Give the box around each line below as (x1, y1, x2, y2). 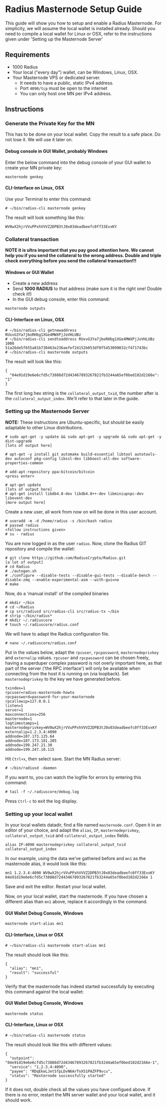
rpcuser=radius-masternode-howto (5, 690, 75, 695)
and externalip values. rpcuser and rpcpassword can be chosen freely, (5, 655, 150, 661)
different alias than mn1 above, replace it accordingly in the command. (5, 899, 148, 905)
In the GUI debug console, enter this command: (12, 297, 110, 303)
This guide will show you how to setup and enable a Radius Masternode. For (5, 20, 162, 26)
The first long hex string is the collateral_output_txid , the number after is (5, 390, 159, 396)
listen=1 (5, 703, 23, 708)
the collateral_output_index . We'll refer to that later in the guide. (5, 395, 140, 401)
